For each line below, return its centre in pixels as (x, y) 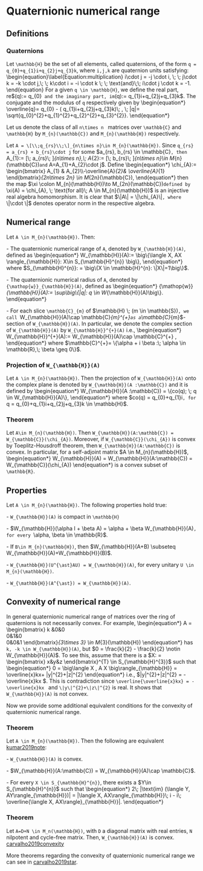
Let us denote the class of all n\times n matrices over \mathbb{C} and (94, 127)
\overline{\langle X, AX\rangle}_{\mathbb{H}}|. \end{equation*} (85, 802)
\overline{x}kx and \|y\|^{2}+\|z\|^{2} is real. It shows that (84, 687)
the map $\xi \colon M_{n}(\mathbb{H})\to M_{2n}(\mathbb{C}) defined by (98, 184)
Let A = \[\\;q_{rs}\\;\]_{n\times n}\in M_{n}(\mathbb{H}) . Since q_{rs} (100, 145)
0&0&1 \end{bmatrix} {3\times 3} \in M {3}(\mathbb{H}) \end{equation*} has (100, 642)
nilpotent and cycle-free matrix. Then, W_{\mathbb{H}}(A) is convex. (90, 837)
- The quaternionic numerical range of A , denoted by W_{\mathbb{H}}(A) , (96, 248)
